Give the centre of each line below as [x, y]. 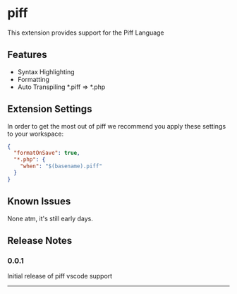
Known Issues [39, 202]
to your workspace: [36, 134]
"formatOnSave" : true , [47, 153]
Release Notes [40, 241]
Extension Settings [50, 109]
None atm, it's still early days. [50, 218]
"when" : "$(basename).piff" [61, 166]
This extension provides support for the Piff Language [86, 33]
